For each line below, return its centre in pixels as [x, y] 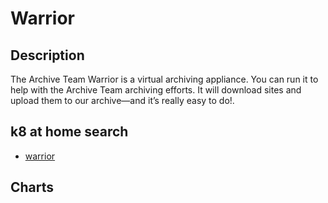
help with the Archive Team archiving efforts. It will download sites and [156, 90]
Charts [32, 187]
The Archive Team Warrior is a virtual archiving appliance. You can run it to [164, 79]
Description [47, 55]
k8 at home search [69, 132]
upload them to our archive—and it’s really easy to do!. [122, 100]
